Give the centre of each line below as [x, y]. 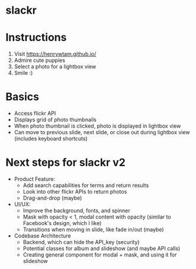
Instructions [36, 38]
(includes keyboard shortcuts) [51, 139]
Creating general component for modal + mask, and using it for [100, 255]
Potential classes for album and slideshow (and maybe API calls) [102, 248]
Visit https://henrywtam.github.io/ [55, 54]
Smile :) [23, 73]
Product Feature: [35, 179]
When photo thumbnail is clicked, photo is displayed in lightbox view [97, 126]
